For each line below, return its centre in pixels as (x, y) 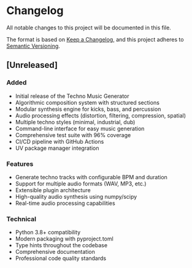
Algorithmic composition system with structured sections (87, 102)
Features (20, 164)
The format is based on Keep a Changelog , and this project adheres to (95, 39)
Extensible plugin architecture (53, 190)
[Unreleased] (32, 65)
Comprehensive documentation (55, 252)
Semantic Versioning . (33, 46)
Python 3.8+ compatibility (48, 233)
